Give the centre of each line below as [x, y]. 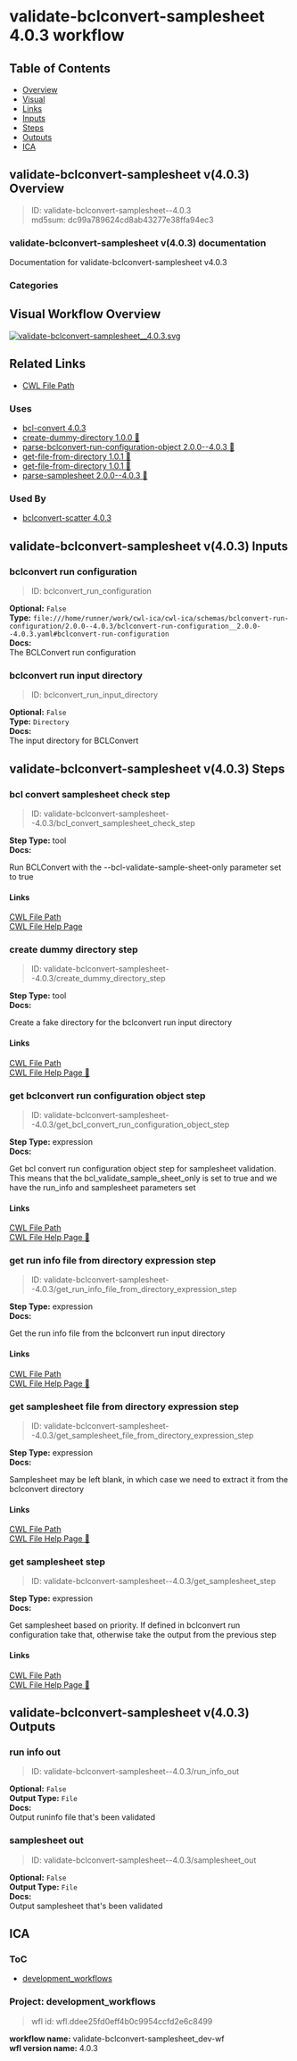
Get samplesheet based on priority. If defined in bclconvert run [125, 1625]
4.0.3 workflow [67, 35]
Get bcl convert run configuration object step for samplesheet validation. [143, 1168]
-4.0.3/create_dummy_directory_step [99, 979]
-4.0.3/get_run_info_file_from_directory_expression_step [134, 1289]
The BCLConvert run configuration [73, 652]
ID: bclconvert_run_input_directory [95, 695]
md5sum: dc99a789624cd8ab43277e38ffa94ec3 [122, 220]
